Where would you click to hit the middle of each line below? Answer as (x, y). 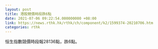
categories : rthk (23, 27)
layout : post (18, 9)
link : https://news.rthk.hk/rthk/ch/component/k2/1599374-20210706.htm (79, 23)
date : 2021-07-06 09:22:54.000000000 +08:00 (51, 18)
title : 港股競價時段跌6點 (28, 14)
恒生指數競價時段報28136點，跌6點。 (42, 42)
